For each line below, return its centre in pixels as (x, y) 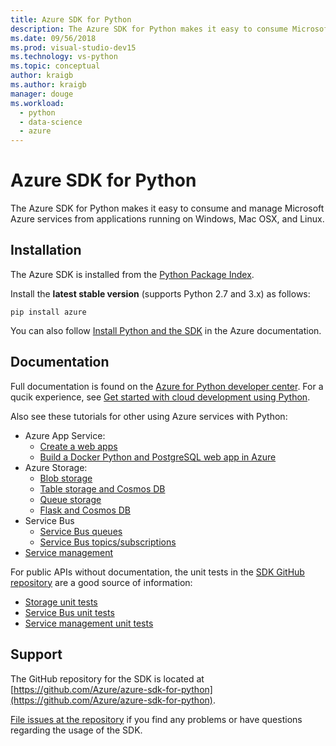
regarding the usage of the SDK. (76, 730)
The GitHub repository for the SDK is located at (107, 678)
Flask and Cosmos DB (85, 510)
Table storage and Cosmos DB (102, 488)
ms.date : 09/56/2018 (53, 38)
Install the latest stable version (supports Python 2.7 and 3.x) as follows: (160, 293)
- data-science (51, 122)
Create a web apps (78, 446)
